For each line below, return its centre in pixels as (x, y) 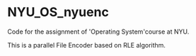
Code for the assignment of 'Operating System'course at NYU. (98, 31)
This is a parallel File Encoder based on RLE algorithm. (87, 45)
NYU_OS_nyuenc (58, 12)
